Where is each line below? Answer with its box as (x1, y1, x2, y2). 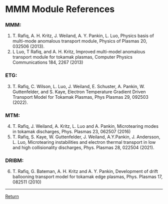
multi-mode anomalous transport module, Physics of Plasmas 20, (12, 38, 147, 44)
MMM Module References (5, 4, 115, 15)
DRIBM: (5, 157, 24, 164)
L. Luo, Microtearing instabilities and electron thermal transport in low (12, 139, 156, 145)
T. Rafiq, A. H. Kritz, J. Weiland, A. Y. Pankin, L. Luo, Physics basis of (12, 33, 154, 39)
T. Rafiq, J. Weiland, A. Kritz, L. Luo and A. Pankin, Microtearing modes (12, 123, 159, 129)
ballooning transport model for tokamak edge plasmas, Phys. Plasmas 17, (12, 174, 163, 180)
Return (5, 193, 19, 199)
